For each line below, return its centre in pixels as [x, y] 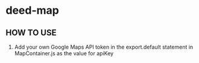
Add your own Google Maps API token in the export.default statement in [104, 47]
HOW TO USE [31, 33]
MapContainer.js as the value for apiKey [64, 53]
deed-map [33, 10]
